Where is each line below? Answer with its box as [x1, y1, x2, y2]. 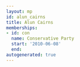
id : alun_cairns [6, 14, 46, 20]
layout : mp [6, 8, 33, 15]
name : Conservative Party [11, 36, 75, 41]
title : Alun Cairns [6, 19, 54, 25]
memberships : [6, 24, 38, 31]
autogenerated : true [6, 52, 57, 58]
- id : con [6, 30, 30, 36]
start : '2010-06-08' [11, 41, 61, 47]
